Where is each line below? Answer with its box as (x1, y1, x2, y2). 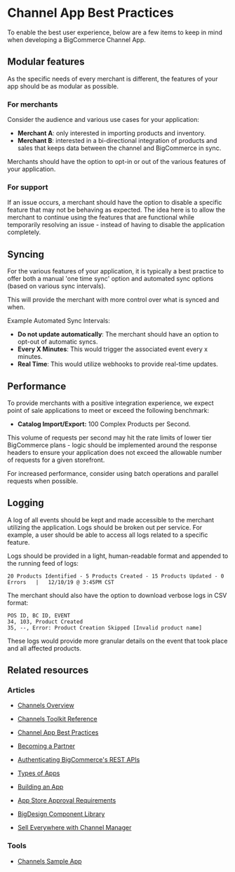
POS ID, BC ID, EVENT (7, 612, 71, 619)
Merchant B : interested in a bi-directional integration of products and (17, 137, 217, 145)
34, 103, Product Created (7, 618, 83, 625)
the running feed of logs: (7, 559, 79, 567)
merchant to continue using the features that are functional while (7, 213, 195, 222)
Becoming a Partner (17, 742, 76, 751)
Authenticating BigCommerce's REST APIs (17, 756, 140, 764)
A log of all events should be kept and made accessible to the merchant (7, 515, 215, 524)
